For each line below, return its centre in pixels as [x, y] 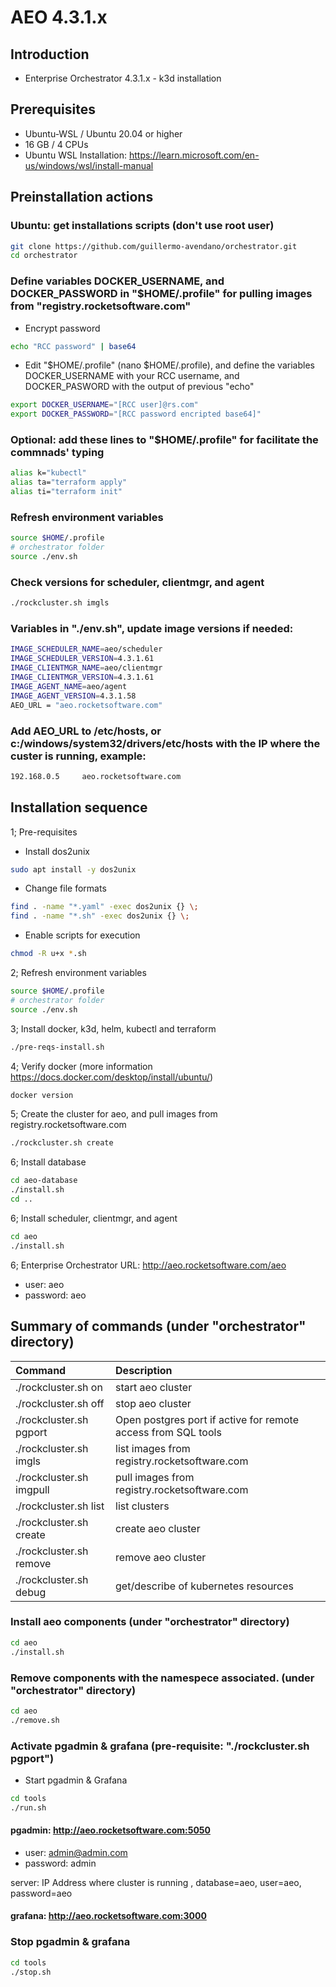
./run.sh [28, 1807]
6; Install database [48, 1162]
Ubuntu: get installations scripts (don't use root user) [142, 226]
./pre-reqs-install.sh [57, 1047]
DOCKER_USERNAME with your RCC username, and [132, 376]
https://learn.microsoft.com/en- [194, 155]
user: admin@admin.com [76, 1852]
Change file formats [65, 888]
